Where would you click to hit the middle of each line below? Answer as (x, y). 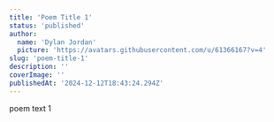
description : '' (39, 67)
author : (23, 34)
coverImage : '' (37, 75)
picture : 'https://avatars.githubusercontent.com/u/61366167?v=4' (142, 50)
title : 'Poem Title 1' (51, 17)
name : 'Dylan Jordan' (57, 42)
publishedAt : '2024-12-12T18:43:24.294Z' (87, 83)
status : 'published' (47, 26)
